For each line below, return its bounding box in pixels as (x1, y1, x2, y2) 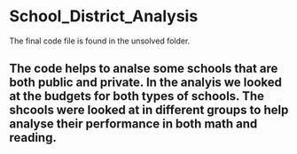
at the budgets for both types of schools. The (9, 89, 264, 104)
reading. (9, 130, 58, 145)
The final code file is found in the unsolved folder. (9, 35, 191, 46)
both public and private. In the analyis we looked (9, 75, 282, 90)
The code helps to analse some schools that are (9, 61, 278, 76)
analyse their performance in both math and (9, 117, 258, 132)
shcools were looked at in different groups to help (9, 103, 289, 118)
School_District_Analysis (9, 6, 199, 27)
